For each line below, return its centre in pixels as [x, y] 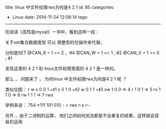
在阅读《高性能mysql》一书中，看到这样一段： [52, 32]
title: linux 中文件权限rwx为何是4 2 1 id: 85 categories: [60, 7]
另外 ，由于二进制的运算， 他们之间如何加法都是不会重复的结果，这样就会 [80, 115]
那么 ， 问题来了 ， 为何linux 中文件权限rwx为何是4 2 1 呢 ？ [66, 79]
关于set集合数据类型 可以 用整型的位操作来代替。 [55, 42]
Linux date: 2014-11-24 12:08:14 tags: [50, 17]
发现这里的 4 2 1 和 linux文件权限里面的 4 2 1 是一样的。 [62, 68]
